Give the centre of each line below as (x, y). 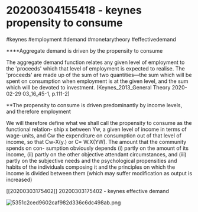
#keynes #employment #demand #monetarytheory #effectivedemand (91, 39)
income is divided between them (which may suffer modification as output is (99, 173)
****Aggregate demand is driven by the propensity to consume (85, 50)
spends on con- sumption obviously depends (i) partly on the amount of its (98, 148)
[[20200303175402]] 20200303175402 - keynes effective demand (88, 191)
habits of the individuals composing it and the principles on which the (91, 167)
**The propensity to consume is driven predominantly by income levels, (94, 105)
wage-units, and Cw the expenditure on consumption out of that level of (94, 135)
